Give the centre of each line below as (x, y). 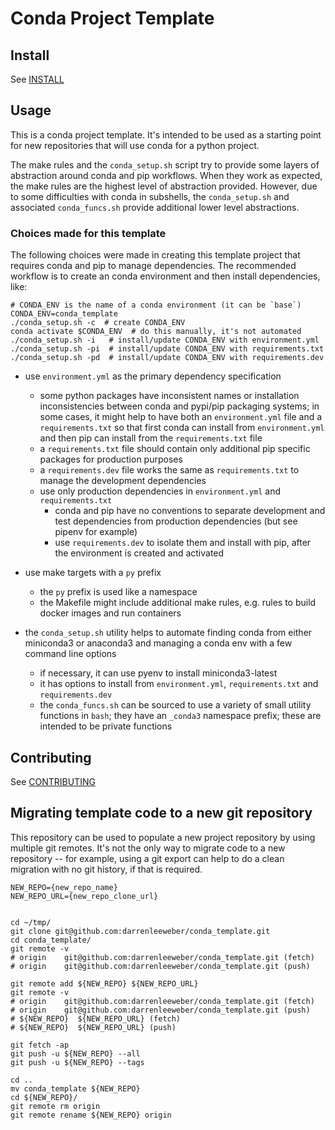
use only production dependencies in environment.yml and (160, 491)
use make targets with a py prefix (93, 573)
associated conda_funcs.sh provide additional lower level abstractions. (155, 207)
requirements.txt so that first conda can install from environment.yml (182, 428)
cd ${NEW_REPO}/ (44, 1097)
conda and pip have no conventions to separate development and (190, 511)
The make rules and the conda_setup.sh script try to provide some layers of (165, 164)
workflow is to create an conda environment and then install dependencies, (165, 276)
